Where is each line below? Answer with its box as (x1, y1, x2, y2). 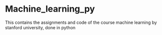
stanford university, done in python (5, 24, 76, 30)
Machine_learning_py (5, 3, 95, 15)
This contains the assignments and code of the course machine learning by (5, 19, 157, 25)
